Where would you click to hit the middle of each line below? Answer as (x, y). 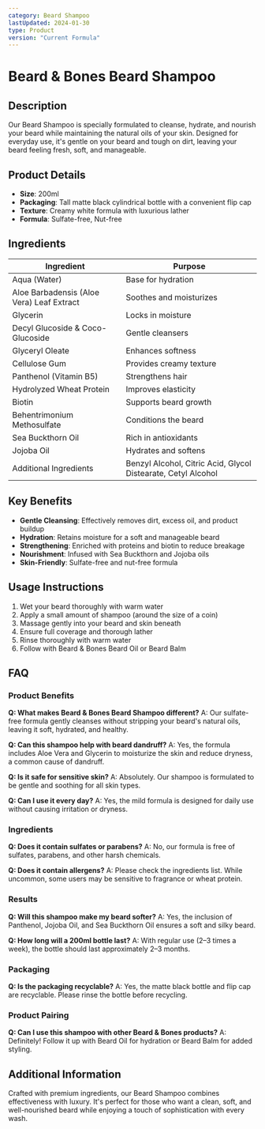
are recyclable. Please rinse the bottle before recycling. (98, 995)
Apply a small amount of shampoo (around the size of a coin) (119, 614)
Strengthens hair (157, 376)
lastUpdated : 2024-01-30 (49, 23)
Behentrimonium (43, 414)
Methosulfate (37, 425)
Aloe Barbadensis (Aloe (56, 292)
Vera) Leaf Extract (46, 302)
